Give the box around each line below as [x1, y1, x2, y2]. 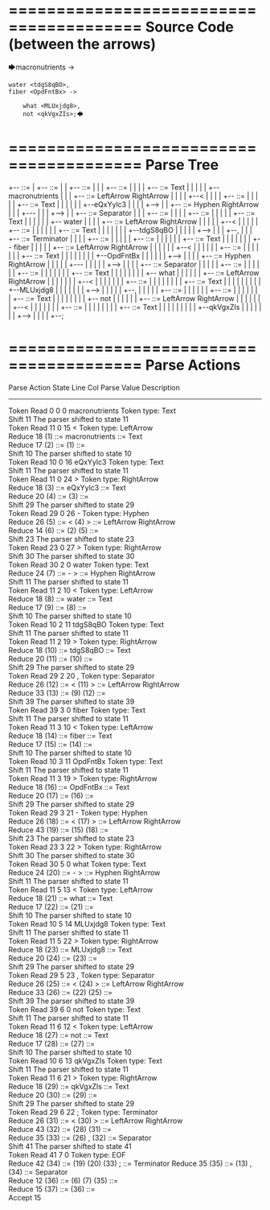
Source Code [145, 18, 235, 36]
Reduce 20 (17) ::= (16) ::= [8, 791, 95, 800]
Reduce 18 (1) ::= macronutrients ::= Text [8, 432, 143, 441]
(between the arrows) [8, 35, 157, 53]
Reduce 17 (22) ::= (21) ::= [8, 902, 94, 911]
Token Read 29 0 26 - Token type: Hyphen [8, 508, 150, 518]
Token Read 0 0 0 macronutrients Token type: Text [8, 406, 177, 415]
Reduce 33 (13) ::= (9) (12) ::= [8, 688, 106, 697]
